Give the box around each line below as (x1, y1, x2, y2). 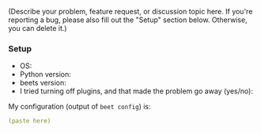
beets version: (19, 78, 66, 88)
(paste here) (8, 117, 51, 125)
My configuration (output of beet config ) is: (8, 102, 152, 112)
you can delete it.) (8, 24, 67, 32)
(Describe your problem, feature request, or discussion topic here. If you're (8, 7, 253, 16)
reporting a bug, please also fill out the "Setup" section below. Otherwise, (8, 15, 248, 25)
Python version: (19, 70, 71, 79)
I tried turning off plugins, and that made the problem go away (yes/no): (19, 86, 253, 96)
